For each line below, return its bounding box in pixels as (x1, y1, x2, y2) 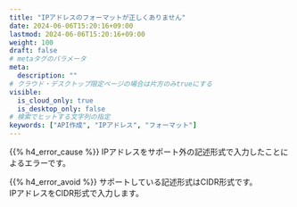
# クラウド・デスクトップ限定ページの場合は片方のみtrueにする (9, 79, 212, 88)
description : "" (17, 71, 78, 80)
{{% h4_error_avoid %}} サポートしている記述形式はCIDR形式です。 (9, 177, 258, 187)
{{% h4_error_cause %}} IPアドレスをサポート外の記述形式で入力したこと (9, 146, 281, 157)
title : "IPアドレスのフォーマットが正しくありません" (9, 12, 186, 22)
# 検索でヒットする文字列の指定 (9, 112, 111, 121)
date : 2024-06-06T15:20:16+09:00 (9, 21, 134, 30)
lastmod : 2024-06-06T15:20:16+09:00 (9, 29, 145, 38)
